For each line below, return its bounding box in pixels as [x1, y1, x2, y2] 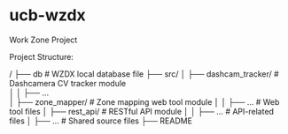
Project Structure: [9, 51, 74, 62]
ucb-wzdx [9, 5, 86, 26]
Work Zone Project [9, 34, 78, 45]
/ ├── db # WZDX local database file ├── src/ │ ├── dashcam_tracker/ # [9, 68, 279, 79]
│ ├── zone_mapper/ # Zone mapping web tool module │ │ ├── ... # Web [9, 96, 280, 107]
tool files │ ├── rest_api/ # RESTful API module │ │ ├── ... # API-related [9, 106, 275, 116]
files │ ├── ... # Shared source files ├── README [9, 115, 193, 126]
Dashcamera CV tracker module [9, 78, 127, 88]
